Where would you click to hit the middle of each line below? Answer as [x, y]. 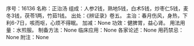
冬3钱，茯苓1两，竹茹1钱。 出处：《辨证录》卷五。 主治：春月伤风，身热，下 [97, 16]
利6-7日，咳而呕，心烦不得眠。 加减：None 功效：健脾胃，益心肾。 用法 [93, 23]
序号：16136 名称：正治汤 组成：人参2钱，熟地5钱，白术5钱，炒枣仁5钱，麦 [97, 8]
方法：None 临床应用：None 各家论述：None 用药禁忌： [116, 30]
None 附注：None [27, 37]
